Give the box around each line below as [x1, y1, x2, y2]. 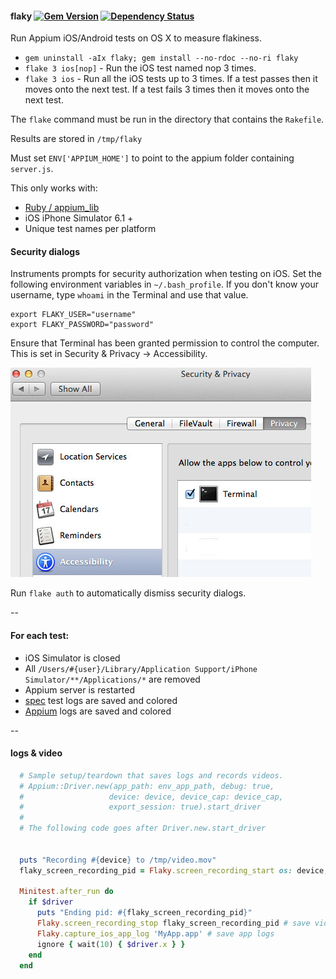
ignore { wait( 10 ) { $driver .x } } [36, 939, 186, 949]
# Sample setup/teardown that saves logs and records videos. [19, 770, 284, 781]
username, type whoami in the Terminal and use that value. [10, 289, 249, 301]
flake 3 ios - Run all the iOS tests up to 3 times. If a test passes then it [24, 73, 318, 85]
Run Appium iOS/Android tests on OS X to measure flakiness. [10, 32, 263, 44]
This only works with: [10, 182, 98, 194]
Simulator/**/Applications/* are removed [24, 673, 201, 685]
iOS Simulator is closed [24, 652, 121, 664]
